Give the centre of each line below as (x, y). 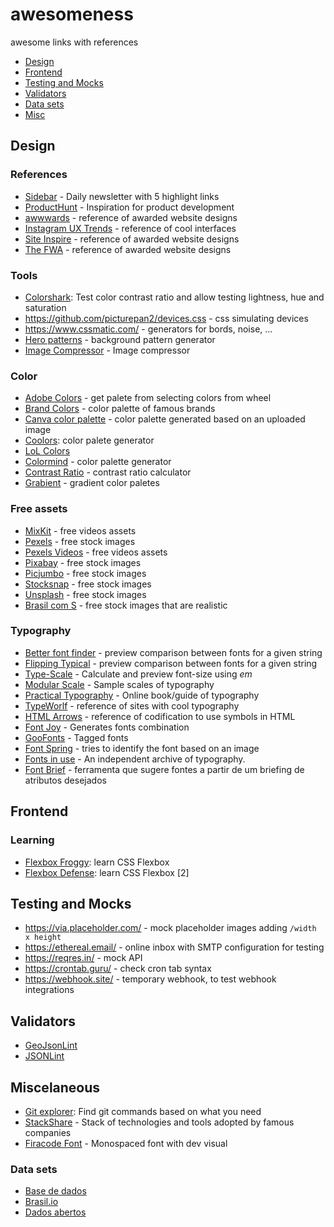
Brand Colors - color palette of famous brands (120, 409)
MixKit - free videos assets (80, 530)
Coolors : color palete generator (89, 440)
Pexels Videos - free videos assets (96, 552)
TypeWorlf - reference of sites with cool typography (132, 705)
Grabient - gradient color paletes (92, 483)
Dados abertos (55, 1212)
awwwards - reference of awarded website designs (131, 217)
